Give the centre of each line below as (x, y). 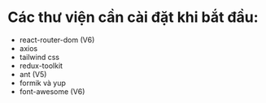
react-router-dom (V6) (57, 40)
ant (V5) (33, 74)
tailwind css (39, 57)
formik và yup (43, 83)
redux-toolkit (41, 66)
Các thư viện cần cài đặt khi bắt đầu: (133, 17)
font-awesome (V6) (52, 91)
